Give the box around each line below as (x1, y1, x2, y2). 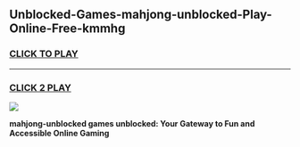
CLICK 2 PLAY (9, 81, 71, 94)
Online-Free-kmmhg (9, 21, 126, 37)
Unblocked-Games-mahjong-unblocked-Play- (9, 7, 272, 22)
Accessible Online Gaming (9, 127, 110, 138)
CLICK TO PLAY (9, 48, 79, 61)
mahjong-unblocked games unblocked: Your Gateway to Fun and (9, 118, 255, 128)
